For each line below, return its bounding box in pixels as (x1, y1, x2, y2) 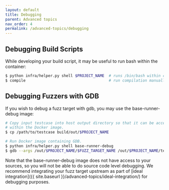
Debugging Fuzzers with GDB (5, 92, 99, 101)
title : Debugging (5, 12, 42, 17)
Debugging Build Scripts (5, 45, 83, 53)
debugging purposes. (5, 178, 50, 184)
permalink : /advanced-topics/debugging (5, 26, 89, 31)
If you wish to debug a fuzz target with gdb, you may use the (5, 105, 131, 111)
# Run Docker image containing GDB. (5, 139, 82, 144)
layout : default (5, 7, 39, 13)
